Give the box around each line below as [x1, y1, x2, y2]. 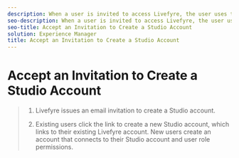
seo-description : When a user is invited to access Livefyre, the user [7, 17, 224, 24]
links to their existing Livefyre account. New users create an [35, 127, 211, 136]
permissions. [35, 143, 73, 152]
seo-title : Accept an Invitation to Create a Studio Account [7, 23, 193, 31]
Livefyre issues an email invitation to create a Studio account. [35, 106, 216, 115]
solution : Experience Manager [7, 30, 97, 38]
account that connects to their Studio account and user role [35, 135, 211, 144]
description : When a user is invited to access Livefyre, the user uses [7, 10, 228, 18]
